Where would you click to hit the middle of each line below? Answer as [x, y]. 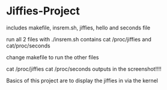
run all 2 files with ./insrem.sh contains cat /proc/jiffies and [79, 39]
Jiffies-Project [43, 11]
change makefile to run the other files [53, 57]
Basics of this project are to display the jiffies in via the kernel [82, 80]
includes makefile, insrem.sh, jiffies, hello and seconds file [78, 28]
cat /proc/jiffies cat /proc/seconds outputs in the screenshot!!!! [84, 69]
